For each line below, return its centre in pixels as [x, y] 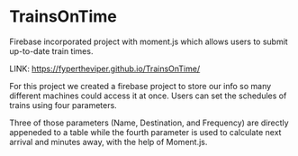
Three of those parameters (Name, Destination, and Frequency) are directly [149, 123]
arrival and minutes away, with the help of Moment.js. [108, 142]
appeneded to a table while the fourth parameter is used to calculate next [145, 132]
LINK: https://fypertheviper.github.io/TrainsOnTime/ [105, 69]
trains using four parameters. [63, 105]
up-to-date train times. [51, 50]
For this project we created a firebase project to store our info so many [140, 86]
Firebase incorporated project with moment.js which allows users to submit [149, 41]
